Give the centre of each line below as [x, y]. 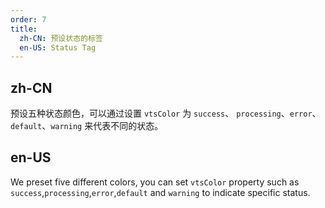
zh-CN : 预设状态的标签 [61, 38]
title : [24, 29]
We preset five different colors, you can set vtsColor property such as [155, 182]
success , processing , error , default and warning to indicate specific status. [160, 192]
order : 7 [28, 19]
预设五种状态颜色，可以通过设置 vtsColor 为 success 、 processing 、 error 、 [166, 113]
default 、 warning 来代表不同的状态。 [87, 126]
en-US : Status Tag [58, 47]
